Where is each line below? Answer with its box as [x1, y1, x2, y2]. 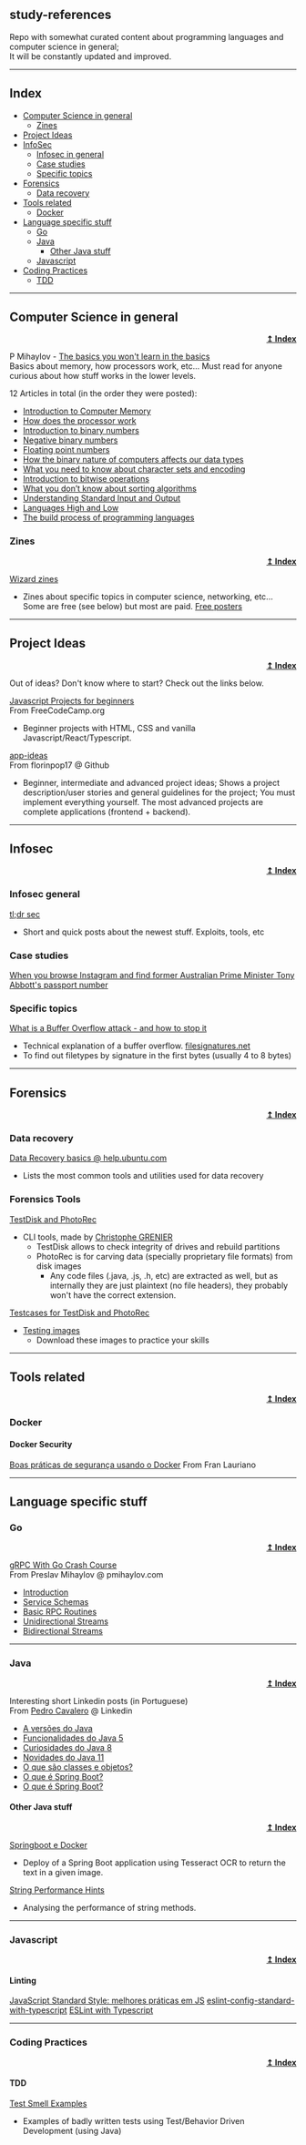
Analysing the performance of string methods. [22, 1902, 197, 1913]
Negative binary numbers [22, 434, 118, 445]
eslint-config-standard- [206, 1995, 295, 2007]
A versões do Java [22, 1722, 93, 1733]
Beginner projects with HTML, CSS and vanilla [22, 722, 196, 733]
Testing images [22, 1324, 80, 1335]
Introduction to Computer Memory [22, 405, 152, 417]
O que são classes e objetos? [22, 1762, 134, 1772]
